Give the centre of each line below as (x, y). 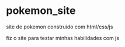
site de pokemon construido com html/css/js (60, 27)
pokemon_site (41, 11)
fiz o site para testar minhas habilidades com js (63, 38)
